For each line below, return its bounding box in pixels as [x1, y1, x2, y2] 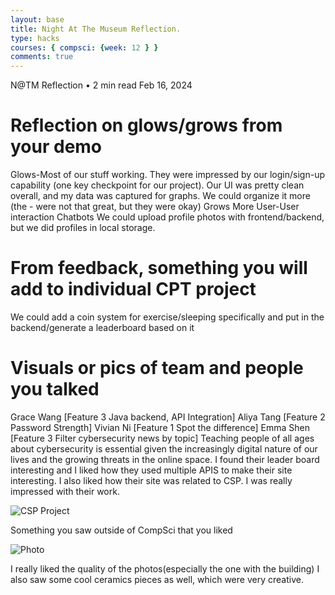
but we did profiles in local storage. [10, 222, 156, 234]
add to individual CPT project [10, 278, 257, 301]
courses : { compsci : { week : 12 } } [10, 42, 159, 53]
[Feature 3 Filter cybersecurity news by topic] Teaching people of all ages [10, 432, 315, 444]
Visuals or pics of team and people [10, 357, 304, 380]
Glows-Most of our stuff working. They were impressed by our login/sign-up [10, 169, 325, 181]
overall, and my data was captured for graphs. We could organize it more [10, 190, 311, 202]
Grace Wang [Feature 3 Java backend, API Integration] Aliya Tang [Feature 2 [10, 411, 326, 423]
